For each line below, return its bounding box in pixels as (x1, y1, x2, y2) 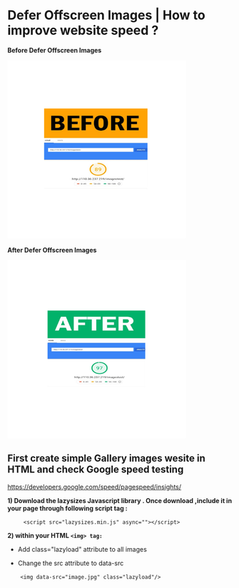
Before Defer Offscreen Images (7, 46, 102, 54)
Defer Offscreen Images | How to (7, 7, 205, 24)
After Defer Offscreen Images (7, 245, 97, 254)
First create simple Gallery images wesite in (7, 452, 205, 465)
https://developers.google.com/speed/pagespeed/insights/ (7, 482, 182, 491)
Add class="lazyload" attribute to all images (17, 544, 148, 553)
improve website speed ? (7, 22, 159, 39)
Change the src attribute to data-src (17, 559, 124, 567)
